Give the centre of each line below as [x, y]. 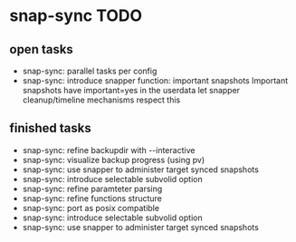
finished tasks [51, 128]
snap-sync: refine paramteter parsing [92, 189]
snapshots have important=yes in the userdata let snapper [131, 90]
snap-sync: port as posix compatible [91, 208]
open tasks [42, 49]
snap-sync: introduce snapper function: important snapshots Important [155, 81]
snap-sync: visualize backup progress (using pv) [114, 160]
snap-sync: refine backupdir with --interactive [109, 150]
